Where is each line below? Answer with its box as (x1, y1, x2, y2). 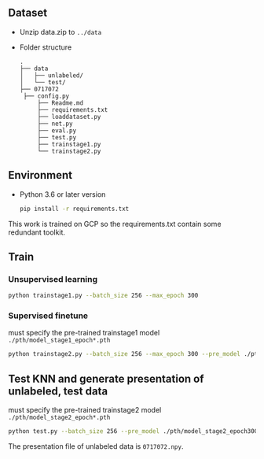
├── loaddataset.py (37, 113, 101, 120)
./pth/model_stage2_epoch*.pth (8, 413, 111, 422)
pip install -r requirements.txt (19, 205, 130, 213)
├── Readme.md (37, 98, 84, 107)
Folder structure (19, 43, 72, 52)
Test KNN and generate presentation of (8, 372, 204, 385)
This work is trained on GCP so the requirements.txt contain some (8, 219, 222, 228)
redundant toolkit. (8, 228, 65, 237)
